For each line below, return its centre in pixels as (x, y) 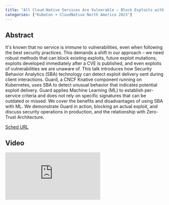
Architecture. (31, 117)
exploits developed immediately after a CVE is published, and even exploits (83, 63)
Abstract (19, 35)
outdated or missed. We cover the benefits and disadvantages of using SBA (84, 101)
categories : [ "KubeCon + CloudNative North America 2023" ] (69, 15)
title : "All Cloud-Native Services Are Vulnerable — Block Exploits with (85, 10)
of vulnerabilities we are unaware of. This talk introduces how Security (79, 69)
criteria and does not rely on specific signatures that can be (84, 96)
